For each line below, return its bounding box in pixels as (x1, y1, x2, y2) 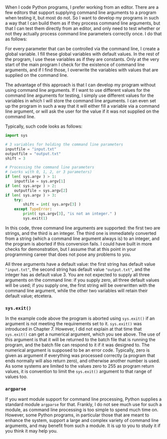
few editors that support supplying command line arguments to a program (5, 9, 157, 15)
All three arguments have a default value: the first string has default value (5, 261, 156, 267)
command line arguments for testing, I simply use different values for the (5, 92, 154, 98)
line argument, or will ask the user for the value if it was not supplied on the (5, 108, 160, 114)
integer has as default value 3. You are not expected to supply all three (5, 271, 150, 277)
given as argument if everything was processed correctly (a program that (5, 353, 156, 359)
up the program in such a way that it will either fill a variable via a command (5, 103, 160, 109)
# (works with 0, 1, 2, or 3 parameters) (5, 170, 92, 175)
